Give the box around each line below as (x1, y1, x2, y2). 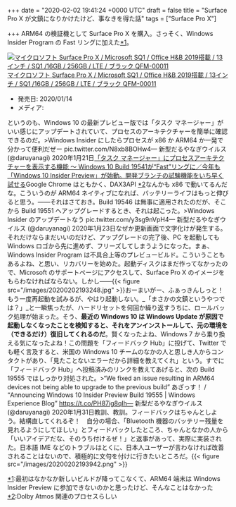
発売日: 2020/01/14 (17, 94, 72, 103)
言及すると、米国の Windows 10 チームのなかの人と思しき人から (25, 348, 212, 355)
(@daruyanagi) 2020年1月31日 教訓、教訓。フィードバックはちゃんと (7, 408, 205, 416)
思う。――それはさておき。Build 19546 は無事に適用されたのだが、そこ (19, 197, 227, 206)
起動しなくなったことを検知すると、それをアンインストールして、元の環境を (7, 321, 228, 329)
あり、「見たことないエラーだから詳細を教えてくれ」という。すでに (31, 356, 225, 365)
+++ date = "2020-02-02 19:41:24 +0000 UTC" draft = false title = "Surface (7, 6, 228, 14)
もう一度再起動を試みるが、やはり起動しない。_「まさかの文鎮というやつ (7, 295, 219, 303)
